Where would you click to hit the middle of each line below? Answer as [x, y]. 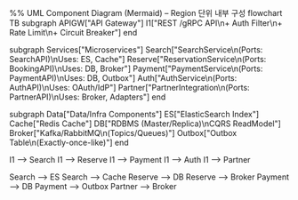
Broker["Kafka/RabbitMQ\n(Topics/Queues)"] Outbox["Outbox [123, 133]
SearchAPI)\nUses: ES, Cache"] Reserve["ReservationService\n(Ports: [138, 59]
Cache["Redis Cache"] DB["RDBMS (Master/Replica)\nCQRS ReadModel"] [145, 124]
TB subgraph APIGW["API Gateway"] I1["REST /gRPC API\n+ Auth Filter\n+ [146, 23]
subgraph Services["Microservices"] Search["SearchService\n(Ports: [136, 50]
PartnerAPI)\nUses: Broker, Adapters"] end [88, 97]
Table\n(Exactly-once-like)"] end [69, 142]
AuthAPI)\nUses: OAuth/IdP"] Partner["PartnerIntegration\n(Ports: [130, 88]
